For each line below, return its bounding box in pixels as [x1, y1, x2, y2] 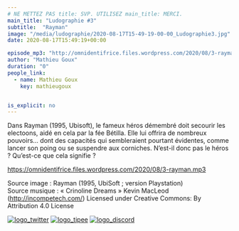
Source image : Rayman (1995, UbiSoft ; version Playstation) [7, 179, 184, 188]
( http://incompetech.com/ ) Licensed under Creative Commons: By [7, 194, 201, 203]
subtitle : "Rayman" [7, 23, 69, 31]
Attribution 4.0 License [7, 202, 75, 210]
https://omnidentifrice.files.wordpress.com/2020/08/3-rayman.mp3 [7, 165, 206, 174]
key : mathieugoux [20, 82, 72, 90]
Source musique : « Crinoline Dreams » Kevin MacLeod [7, 186, 169, 195]
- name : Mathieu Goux [14, 76, 78, 83]
